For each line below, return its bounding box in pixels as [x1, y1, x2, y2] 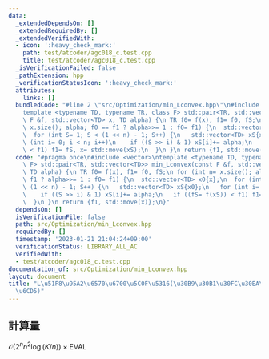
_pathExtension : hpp [15, 71, 84, 79]
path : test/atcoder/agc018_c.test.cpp [22, 49, 152, 57]
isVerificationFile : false [15, 213, 106, 221]
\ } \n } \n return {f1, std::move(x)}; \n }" [22, 198, 171, 206]
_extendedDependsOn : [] [15, 19, 94, 27]
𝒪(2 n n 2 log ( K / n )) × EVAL [8, 341, 87, 352]
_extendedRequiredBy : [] [15, 26, 98, 34]
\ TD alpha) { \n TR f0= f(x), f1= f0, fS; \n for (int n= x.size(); [22, 168, 252, 176]
